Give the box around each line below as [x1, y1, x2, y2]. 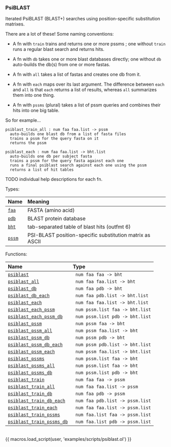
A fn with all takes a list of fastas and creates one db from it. [12, 71, 141, 77]
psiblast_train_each [8, 405, 58, 411]
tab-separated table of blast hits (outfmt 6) [27, 223, 131, 230]
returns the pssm [10, 141, 47, 146]
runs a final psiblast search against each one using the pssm [10, 163, 147, 168]
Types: [5, 186, 20, 192]
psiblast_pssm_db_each [8, 342, 63, 348]
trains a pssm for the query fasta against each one [10, 159, 124, 164]
